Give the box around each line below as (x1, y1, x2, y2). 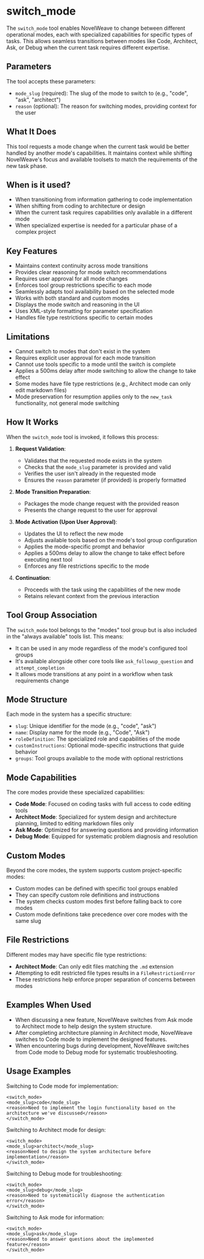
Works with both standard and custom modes (15, 294, 130, 302)
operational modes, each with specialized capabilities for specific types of (6, 30, 193, 38)
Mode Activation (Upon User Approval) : (15, 518, 118, 525)
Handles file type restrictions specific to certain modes (15, 314, 153, 321)
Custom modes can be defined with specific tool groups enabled (15, 885, 178, 892)
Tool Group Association (6, 610, 97, 621)
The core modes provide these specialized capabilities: (6, 789, 145, 796)
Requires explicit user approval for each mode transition (15, 354, 156, 361)
